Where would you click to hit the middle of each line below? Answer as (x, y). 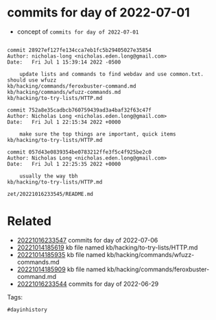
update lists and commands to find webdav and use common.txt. (112, 74)
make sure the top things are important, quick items (98, 134)
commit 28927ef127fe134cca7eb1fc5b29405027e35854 (80, 50)
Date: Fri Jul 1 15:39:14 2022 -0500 (64, 62)
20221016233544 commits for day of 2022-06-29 (88, 284)
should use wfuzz (32, 80)
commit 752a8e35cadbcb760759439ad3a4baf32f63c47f (80, 110)
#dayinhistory (27, 310)
